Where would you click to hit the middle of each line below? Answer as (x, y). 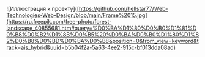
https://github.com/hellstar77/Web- (123, 9)
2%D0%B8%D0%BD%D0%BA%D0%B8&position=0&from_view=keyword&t (102, 41)
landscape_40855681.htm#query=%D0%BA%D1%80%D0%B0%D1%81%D (102, 28)
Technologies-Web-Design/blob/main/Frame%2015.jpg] (77, 15)
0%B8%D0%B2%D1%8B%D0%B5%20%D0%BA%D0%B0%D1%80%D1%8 (103, 35)
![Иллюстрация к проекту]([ (43, 9)
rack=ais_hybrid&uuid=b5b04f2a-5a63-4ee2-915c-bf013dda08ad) (91, 47)
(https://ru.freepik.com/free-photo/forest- (59, 22)
